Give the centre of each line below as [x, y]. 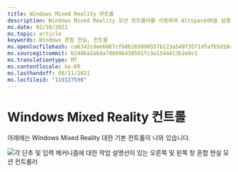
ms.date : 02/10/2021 [38, 27]
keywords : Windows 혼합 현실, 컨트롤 [58, 40]
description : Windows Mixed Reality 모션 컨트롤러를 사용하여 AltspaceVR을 [113, 21]
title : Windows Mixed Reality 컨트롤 [61, 14]
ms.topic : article [34, 34]
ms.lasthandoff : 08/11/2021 [49, 73]
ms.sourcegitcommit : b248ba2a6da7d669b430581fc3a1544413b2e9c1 [103, 54]
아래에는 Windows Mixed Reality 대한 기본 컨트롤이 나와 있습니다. [99, 138]
